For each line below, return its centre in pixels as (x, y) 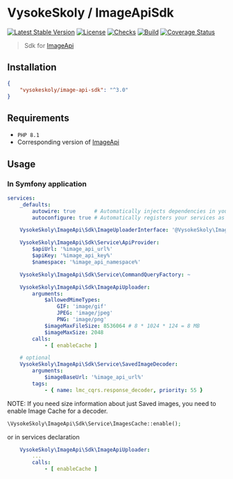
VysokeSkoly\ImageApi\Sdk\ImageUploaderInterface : (94, 230)
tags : (40, 384)
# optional (35, 358)
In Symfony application (47, 184)
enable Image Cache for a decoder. (58, 411)
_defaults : (35, 204)
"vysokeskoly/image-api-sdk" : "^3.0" (74, 90)
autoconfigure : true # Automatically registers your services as (129, 218)
